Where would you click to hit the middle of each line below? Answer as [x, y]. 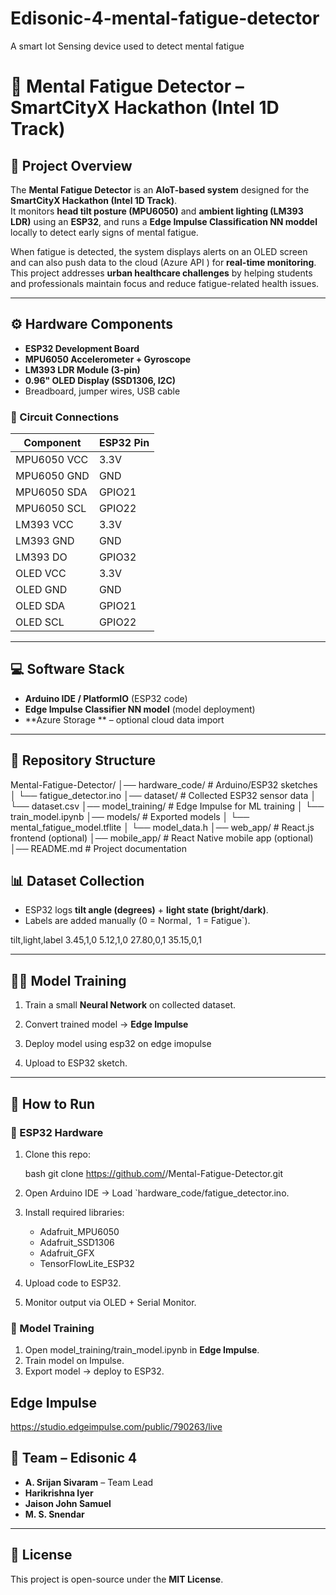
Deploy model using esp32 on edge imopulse [118, 1044]
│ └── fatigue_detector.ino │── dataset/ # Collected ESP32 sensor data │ [163, 795]
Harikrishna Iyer [59, 1493]
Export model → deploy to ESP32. [94, 1371]
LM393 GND [45, 541]
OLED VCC [41, 574]
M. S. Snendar [54, 1514]
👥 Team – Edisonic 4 [74, 1458]
